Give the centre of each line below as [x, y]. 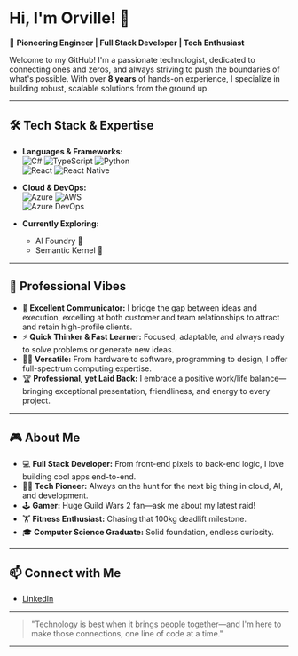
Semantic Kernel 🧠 [69, 250]
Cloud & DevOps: [54, 187]
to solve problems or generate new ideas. [98, 349]
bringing [37, 391]
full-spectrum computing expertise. [87, 368]
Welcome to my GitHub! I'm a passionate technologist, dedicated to [132, 59]
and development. [55, 495]
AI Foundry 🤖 [59, 241]
